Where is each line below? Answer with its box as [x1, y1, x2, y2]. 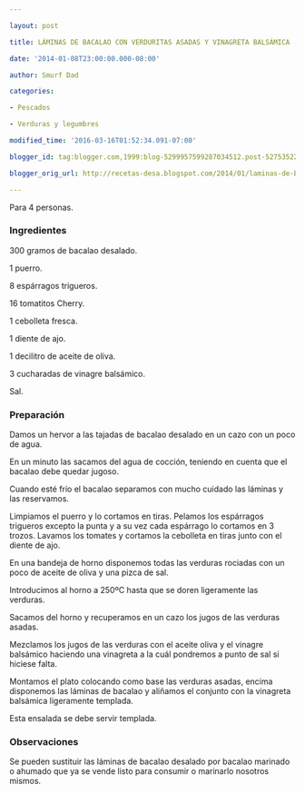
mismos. [9, 776, 42, 787]
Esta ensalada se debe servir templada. [9, 713, 157, 724]
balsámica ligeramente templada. [9, 696, 133, 707]
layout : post [9, 21, 59, 30]
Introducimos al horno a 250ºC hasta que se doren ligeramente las [9, 585, 259, 596]
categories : [9, 87, 54, 96]
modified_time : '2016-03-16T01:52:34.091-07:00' [9, 136, 197, 145]
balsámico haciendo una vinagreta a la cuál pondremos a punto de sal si [9, 649, 280, 659]
